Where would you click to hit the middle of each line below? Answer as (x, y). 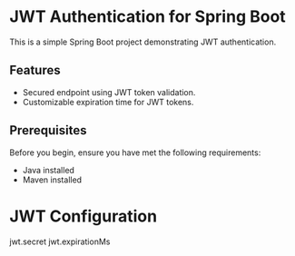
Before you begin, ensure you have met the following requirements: (135, 153)
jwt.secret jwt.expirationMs (60, 241)
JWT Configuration (83, 216)
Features (35, 70)
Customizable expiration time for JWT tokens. (108, 102)
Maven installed (52, 180)
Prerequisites (48, 130)
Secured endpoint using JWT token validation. (109, 92)
